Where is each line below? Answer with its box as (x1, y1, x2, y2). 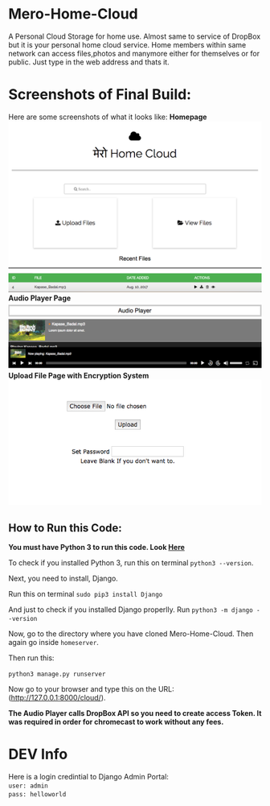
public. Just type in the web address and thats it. (8, 57, 170, 67)
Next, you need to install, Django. (8, 573, 118, 584)
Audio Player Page (8, 293, 72, 303)
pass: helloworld (8, 790, 67, 798)
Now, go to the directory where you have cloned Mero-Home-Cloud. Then (8, 629, 254, 639)
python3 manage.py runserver (8, 670, 106, 679)
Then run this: (8, 653, 55, 663)
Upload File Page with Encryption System (8, 370, 149, 380)
